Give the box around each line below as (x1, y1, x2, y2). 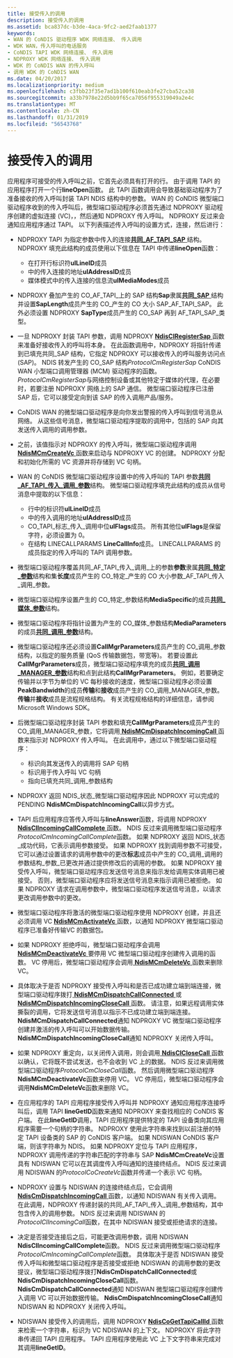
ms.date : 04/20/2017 (7, 75, 67, 82)
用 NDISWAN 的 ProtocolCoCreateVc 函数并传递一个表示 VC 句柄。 (17, 1168, 206, 1177)
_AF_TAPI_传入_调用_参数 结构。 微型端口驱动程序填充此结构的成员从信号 (17, 481, 226, 490)
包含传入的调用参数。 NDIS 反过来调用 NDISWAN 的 (17, 1209, 166, 1218)
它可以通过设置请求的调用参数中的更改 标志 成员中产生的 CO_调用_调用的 (17, 850, 223, 859)
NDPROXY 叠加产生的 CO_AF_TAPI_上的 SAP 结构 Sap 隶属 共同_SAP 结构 (17, 291, 224, 300)
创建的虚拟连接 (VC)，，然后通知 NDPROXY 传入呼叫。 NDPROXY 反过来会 (13, 212, 225, 220)
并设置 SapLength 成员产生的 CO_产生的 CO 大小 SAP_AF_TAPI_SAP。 (17, 300, 216, 308)
